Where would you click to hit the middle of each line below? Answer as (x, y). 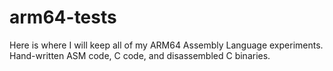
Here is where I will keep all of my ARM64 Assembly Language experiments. (166, 45)
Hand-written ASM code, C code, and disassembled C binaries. (140, 55)
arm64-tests (63, 17)
